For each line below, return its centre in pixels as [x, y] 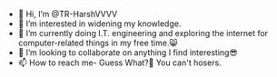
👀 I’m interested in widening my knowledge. [99, 24]
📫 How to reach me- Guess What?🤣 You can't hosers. [120, 63]
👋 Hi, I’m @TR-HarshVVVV [68, 14]
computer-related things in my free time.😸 [98, 43]
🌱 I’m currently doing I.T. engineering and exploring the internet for [143, 33]
